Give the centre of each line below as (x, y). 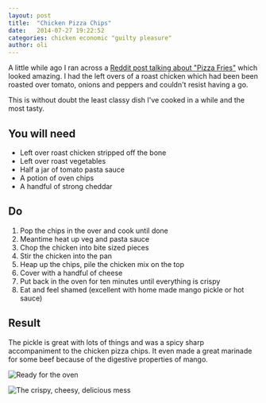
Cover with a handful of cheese (71, 273)
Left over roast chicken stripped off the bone (93, 153)
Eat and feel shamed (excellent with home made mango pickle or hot (132, 289)
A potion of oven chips (57, 178)
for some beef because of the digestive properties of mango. (108, 359)
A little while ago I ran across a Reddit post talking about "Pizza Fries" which (133, 68)
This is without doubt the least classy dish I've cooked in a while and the (126, 100)
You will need (42, 133)
